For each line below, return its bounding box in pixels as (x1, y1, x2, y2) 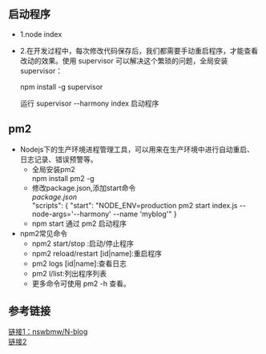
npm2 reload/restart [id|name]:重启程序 (31, 248, 163, 258)
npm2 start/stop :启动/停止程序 (31, 239, 135, 248)
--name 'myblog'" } (113, 209, 178, 219)
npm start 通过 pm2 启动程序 (31, 219, 127, 228)
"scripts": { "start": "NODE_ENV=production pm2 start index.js (31, 200, 238, 210)
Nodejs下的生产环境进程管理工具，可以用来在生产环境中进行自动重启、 (19, 144, 255, 154)
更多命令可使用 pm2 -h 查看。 (31, 279, 131, 288)
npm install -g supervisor (19, 82, 103, 91)
